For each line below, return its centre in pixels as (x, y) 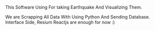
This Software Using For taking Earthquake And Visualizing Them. (74, 7)
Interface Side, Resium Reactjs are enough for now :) (60, 22)
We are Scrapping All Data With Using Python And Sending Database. (78, 17)
